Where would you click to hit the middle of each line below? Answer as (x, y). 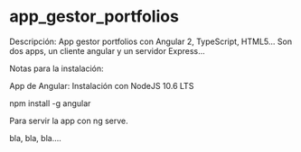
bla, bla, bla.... (35, 138)
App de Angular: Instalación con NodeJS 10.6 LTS (102, 85)
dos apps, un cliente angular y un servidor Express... (107, 50)
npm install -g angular (50, 103)
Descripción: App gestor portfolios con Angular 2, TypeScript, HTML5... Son (150, 41)
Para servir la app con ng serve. (69, 121)
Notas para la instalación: (56, 68)
